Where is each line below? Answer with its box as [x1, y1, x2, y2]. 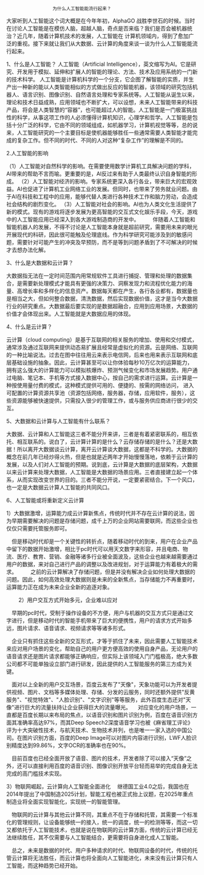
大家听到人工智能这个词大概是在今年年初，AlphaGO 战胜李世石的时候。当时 [6, 17, 195, 24]
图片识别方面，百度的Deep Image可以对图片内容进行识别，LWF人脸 [22, 734, 192, 741]
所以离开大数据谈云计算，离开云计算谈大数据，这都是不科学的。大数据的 [16, 446, 198, 452]
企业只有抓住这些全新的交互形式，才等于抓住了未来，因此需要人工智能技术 [11, 638, 198, 644]
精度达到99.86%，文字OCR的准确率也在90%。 [11, 742, 129, 749]
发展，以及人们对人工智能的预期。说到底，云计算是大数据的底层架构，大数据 [6, 461, 198, 468]
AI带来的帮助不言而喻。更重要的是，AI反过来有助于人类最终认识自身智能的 [6, 170, 192, 177]
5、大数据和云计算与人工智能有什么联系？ [6, 418, 111, 424]
